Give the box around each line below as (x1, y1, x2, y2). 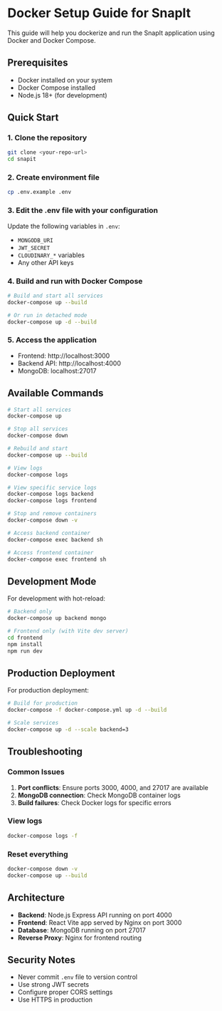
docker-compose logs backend (7, 490, 94, 498)
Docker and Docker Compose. (7, 36, 96, 44)
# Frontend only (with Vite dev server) (7, 628, 129, 635)
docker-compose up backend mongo (7, 615, 107, 622)
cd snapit (7, 155, 37, 163)
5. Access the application (7, 335, 97, 345)
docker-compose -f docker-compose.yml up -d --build (7, 707, 167, 714)
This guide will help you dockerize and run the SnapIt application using (7, 28, 215, 37)
